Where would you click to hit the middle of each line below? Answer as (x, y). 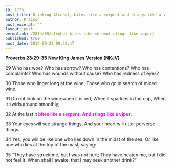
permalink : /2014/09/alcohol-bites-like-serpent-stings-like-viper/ (80, 34)
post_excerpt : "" (24, 24)
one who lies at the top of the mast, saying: (51, 144)
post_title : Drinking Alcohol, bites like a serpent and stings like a (83, 15)
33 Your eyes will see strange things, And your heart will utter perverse (80, 124)
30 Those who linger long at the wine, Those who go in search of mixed (81, 83)
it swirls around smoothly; (33, 104)
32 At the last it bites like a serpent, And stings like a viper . (69, 114)
